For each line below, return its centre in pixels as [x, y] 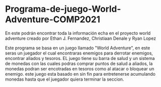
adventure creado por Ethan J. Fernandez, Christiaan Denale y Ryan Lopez [80, 38]
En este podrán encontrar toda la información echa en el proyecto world [78, 33]
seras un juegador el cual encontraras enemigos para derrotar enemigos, [79, 53]
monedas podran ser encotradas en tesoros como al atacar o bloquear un [80, 69]
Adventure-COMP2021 [53, 19]
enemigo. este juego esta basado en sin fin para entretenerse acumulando [80, 74]
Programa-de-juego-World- [63, 9]
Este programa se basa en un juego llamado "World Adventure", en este [78, 48]
